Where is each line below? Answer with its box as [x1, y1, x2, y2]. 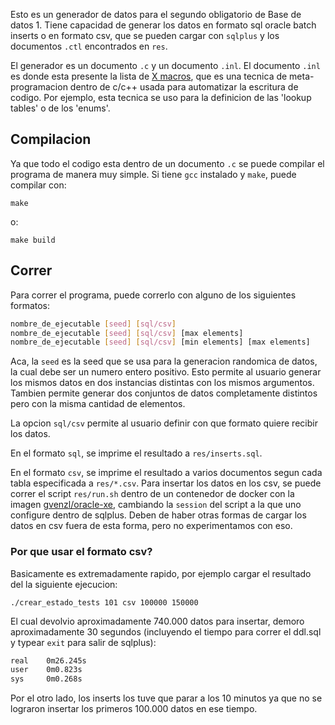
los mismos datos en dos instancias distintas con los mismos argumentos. [10, 377, 315, 389]
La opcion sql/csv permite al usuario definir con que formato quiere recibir [10, 417, 318, 429]
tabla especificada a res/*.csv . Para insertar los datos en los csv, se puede [10, 477, 322, 489]
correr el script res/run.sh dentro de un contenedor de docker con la [10, 488, 295, 500]
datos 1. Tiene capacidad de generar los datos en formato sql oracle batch [10, 19, 317, 31]
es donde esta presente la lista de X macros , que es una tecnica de [10, 70, 288, 82]
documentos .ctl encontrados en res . [10, 40, 168, 52]
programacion [10, 81, 68, 93]
